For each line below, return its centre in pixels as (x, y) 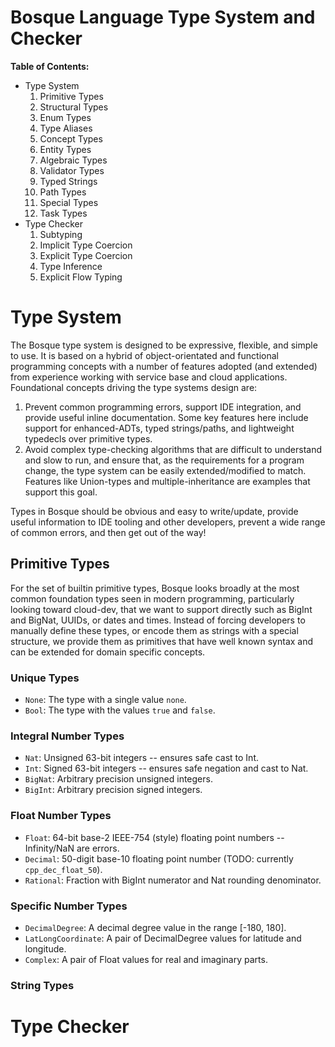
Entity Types (65, 149)
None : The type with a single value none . (105, 699)
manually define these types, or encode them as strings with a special (154, 630)
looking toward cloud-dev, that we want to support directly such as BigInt (161, 609)
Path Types (63, 192)
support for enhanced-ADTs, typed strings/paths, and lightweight (159, 428)
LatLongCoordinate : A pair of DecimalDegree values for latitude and (163, 938)
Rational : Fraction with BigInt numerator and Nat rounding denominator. (173, 880)
